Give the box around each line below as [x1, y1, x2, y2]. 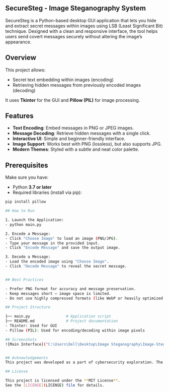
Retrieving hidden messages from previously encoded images [12, 82, 141, 88]
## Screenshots [5, 337, 37, 342]
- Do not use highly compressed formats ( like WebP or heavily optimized [5, 296, 163, 301]
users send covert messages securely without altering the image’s [5, 33, 142, 39]
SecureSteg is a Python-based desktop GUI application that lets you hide [5, 17, 157, 23]
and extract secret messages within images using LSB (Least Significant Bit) [5, 23, 163, 29]
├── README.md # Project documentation [5, 318, 118, 324]
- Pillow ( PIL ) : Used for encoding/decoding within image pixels [5, 328, 145, 333]
